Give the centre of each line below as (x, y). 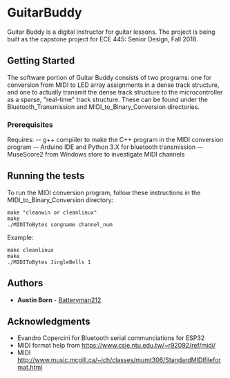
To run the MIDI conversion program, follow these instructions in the (104, 192)
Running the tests (46, 176)
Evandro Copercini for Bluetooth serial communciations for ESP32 (111, 338)
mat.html (30, 368)
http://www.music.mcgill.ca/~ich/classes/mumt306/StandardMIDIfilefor (119, 360)
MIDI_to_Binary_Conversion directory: (60, 200)
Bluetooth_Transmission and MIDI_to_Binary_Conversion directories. (104, 107)
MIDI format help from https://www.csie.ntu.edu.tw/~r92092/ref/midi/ (116, 346)
